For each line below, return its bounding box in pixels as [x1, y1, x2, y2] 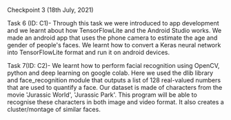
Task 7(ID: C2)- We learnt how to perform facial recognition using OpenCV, [7, 62, 220, 69]
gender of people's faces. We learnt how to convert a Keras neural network [7, 41, 221, 49]
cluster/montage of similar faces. [7, 106, 101, 113]
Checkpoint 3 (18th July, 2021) [7, 6, 94, 14]
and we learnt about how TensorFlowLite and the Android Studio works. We [7, 27, 222, 34]
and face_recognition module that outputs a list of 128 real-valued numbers [7, 76, 221, 84]
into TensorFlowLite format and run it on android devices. [7, 48, 170, 56]
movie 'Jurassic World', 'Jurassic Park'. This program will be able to [7, 91, 198, 99]
